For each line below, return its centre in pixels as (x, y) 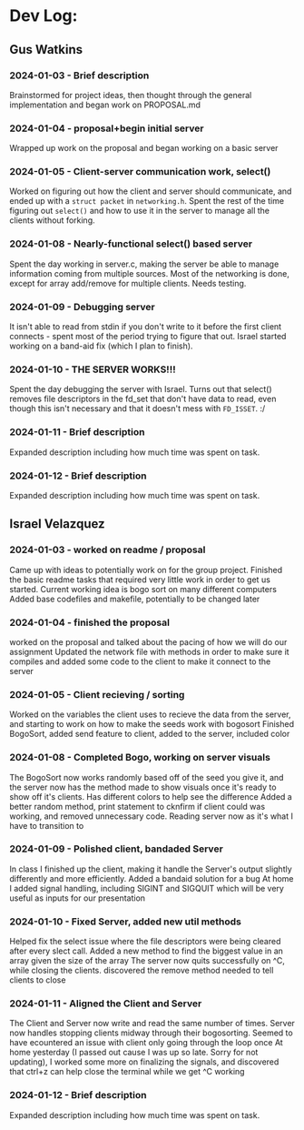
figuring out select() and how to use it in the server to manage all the (140, 211)
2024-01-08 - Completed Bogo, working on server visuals (140, 758)
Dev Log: (44, 16)
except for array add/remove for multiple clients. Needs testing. (128, 283)
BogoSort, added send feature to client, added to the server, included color (150, 734)
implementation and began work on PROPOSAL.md (105, 105)
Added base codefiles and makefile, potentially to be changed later (135, 599)
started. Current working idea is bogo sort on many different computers (143, 589)
